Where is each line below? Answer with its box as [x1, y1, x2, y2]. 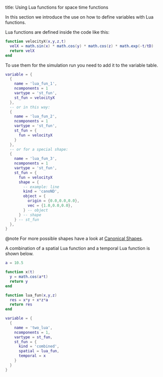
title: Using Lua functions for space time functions [5, 5, 109, 10]
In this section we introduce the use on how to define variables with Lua [5, 14, 154, 20]
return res [10, 302, 33, 307]
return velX [10, 48, 35, 53]
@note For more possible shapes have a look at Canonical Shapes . [5, 235, 143, 241]
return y [10, 279, 28, 284]
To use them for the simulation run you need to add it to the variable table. [5, 62, 158, 68]
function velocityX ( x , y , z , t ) [5, 39, 66, 44]
